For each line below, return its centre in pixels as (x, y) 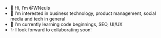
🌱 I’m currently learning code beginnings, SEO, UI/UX (66, 24)
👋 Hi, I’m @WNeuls (30, 8)
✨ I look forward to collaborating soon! (51, 30)
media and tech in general (38, 19)
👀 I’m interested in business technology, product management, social (83, 13)
